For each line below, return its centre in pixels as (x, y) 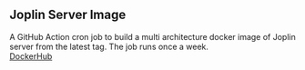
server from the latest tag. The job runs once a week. (109, 46)
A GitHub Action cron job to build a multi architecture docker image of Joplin (152, 36)
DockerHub (31, 56)
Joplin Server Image (68, 15)
